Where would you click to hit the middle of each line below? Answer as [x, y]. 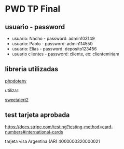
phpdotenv [16, 81]
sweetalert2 [17, 99]
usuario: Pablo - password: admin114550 [52, 44]
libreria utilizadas [32, 69]
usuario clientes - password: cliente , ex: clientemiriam [66, 54]
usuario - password [35, 27]
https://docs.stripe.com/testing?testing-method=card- [59, 127]
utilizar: [12, 90]
